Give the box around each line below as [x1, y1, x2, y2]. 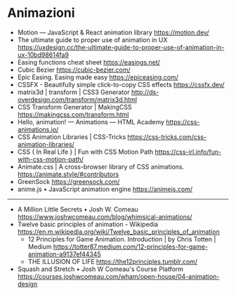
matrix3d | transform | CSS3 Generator [17, 88, 130, 96]
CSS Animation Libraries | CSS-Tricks [17, 132, 126, 141]
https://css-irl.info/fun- [155, 147, 222, 156]
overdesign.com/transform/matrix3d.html [17, 95, 138, 103]
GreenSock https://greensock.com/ [17, 177, 120, 185]
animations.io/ [17, 125, 59, 133]
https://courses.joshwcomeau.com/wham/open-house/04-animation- [17, 272, 220, 280]
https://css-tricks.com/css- [127, 132, 207, 141]
